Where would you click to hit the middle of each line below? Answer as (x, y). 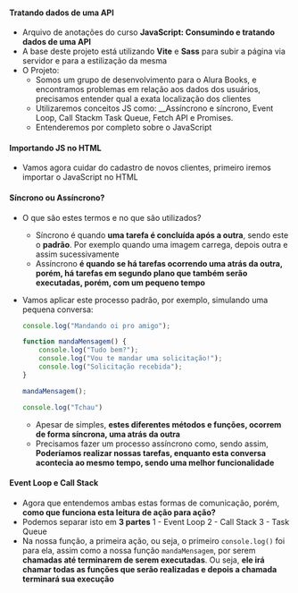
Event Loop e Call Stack (54, 483)
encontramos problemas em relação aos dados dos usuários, (148, 89)
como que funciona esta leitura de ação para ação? (119, 512)
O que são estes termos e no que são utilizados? (112, 217)
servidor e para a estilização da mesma (95, 61)
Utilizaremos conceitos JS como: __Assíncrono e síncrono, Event (154, 108)
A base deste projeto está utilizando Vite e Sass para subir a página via (153, 51)
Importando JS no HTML (55, 148)
